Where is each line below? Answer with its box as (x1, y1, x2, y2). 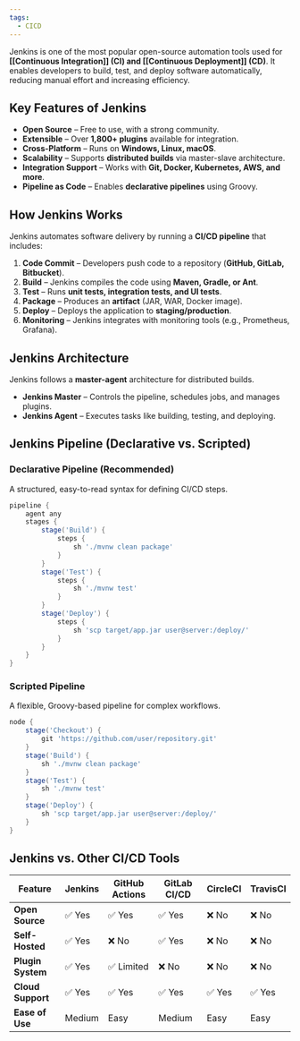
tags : (9, 13, 29, 22)
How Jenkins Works (9, 207, 123, 222)
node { (9, 718, 34, 727)
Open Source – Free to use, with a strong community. (21, 124, 220, 135)
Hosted (13, 941, 46, 953)
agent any (25, 509, 62, 518)
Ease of (13, 1006, 46, 1019)
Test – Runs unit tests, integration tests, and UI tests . (21, 286, 222, 297)
